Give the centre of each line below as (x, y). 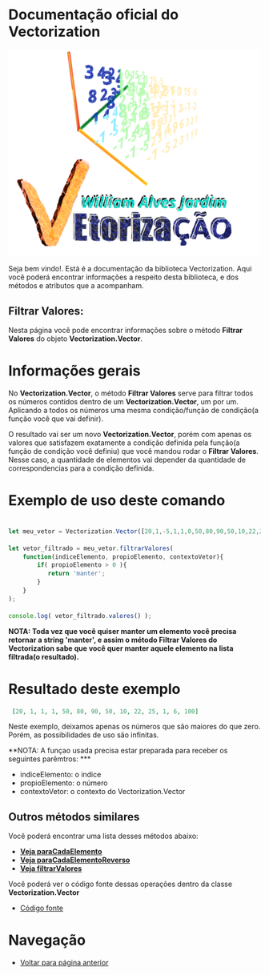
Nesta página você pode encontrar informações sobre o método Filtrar (125, 331)
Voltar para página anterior (64, 963)
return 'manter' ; (76, 574)
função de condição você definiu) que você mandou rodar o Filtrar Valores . (133, 451)
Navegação (47, 940)
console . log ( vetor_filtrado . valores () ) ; (80, 616)
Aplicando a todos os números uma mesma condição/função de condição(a (133, 411)
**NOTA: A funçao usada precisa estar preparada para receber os (118, 751)
